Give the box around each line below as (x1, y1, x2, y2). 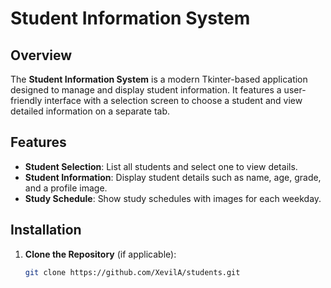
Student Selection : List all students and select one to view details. (24, 160, 298, 172)
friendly (10, 95, 43, 106)
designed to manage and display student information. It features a (10, 84, 282, 96)
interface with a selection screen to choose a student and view (44, 95, 303, 106)
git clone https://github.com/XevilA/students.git (24, 267, 241, 277)
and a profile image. (24, 182, 108, 194)
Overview (10, 47, 73, 64)
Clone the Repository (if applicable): (24, 248, 177, 260)
